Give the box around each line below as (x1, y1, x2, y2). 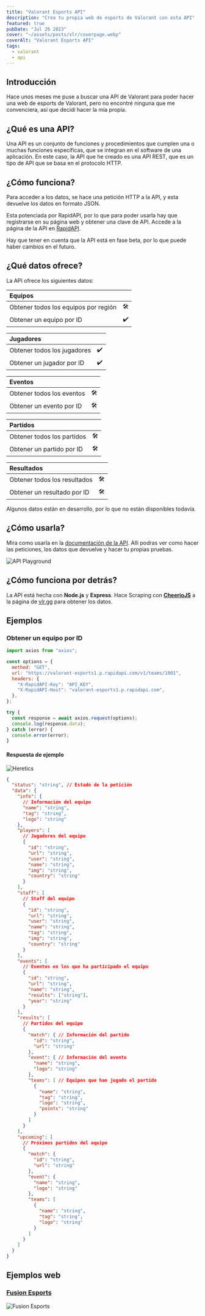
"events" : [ (17, 958, 48, 964)
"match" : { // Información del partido (28, 1031, 130, 1038)
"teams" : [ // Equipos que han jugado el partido (28, 1077, 157, 1083)
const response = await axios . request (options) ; (12, 715, 138, 721)
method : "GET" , (12, 664, 51, 671)
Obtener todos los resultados (9, 476, 93, 484)
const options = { (6, 659, 53, 665)
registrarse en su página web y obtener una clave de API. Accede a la (6, 218, 182, 226)
